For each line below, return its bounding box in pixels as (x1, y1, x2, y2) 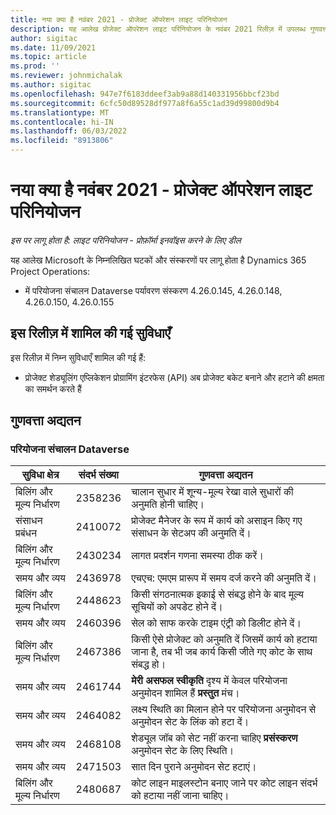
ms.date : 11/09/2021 (10, 42, 97, 53)
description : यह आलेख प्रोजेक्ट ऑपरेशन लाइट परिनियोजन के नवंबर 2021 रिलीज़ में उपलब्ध (10, 24, 307, 34)
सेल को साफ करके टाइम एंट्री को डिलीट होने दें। (131, 616, 302, 630)
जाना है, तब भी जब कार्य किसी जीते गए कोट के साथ (131, 645, 313, 659)
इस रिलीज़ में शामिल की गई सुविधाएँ (10, 325, 171, 342)
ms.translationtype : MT (10, 107, 110, 118)
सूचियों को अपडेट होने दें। (131, 600, 223, 614)
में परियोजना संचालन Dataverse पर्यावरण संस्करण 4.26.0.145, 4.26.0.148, (24, 284, 283, 296)
